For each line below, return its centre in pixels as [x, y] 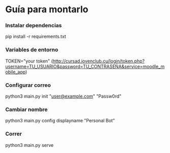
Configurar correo [28, 85]
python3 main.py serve [30, 145]
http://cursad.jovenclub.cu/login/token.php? [99, 61]
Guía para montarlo [47, 9]
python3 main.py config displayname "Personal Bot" [60, 121]
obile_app [16, 72]
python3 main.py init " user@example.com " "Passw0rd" [63, 96]
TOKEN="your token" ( [29, 61]
